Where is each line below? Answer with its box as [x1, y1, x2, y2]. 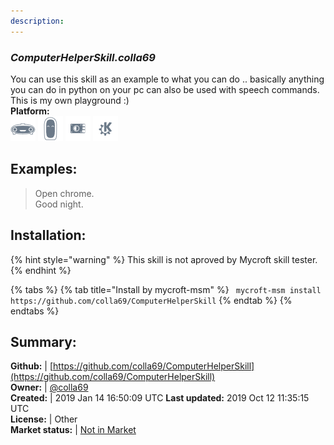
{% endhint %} [10, 264, 72, 276]
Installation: [10, 227, 87, 244]
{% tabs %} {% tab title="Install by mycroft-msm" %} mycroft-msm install [10, 283, 322, 295]
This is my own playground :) [10, 94, 130, 106]
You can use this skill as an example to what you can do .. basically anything [10, 73, 325, 85]
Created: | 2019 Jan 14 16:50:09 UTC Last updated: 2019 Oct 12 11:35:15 [10, 392, 310, 404]
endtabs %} [10, 305, 60, 317]
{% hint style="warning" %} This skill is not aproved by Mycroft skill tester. [10, 253, 318, 265]
